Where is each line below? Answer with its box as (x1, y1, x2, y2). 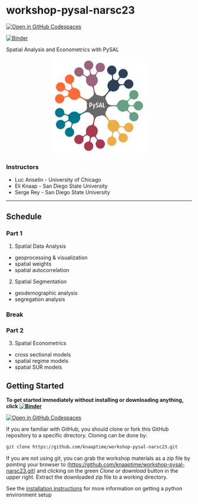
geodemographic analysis (14, 289, 78, 296)
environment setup (6, 491, 52, 498)
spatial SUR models (14, 364, 62, 371)
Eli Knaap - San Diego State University (14, 182, 108, 189)
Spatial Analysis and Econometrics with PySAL (6, 45, 120, 53)
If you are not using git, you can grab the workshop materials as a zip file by (6, 454, 190, 462)
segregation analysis (14, 296, 65, 303)
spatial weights (14, 260, 52, 267)
